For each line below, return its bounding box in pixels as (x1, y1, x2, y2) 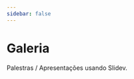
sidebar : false (6, 10, 51, 17)
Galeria (6, 40, 50, 56)
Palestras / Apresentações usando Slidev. (6, 64, 128, 72)
